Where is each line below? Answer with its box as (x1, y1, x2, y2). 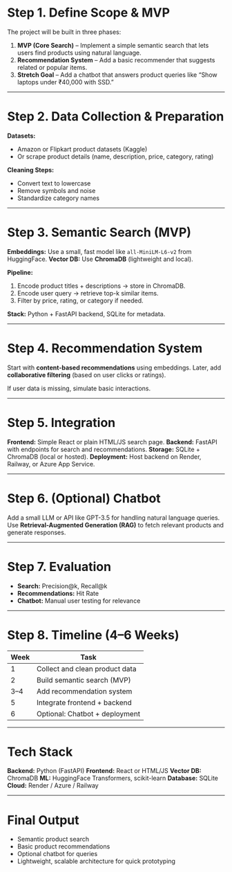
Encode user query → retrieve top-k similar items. (17, 289, 159, 297)
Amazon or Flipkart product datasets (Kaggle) (17, 145, 148, 153)
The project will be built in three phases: (7, 28, 122, 36)
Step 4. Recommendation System (7, 340, 203, 356)
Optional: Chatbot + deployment (37, 709, 140, 718)
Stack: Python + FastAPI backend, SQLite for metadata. (7, 309, 166, 318)
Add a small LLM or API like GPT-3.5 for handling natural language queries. (7, 514, 220, 522)
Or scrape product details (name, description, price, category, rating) (17, 152, 214, 161)
